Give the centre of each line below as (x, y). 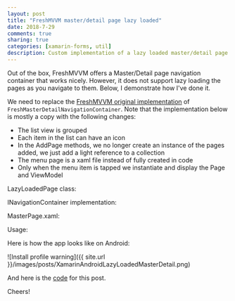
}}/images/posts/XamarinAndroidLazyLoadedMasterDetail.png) (99, 264)
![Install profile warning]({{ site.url (56, 257)
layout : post (26, 14)
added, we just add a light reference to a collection (91, 153)
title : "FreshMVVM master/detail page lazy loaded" (84, 20)
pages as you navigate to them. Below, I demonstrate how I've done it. (109, 88)
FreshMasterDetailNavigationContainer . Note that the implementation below (118, 109)
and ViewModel (40, 175)
